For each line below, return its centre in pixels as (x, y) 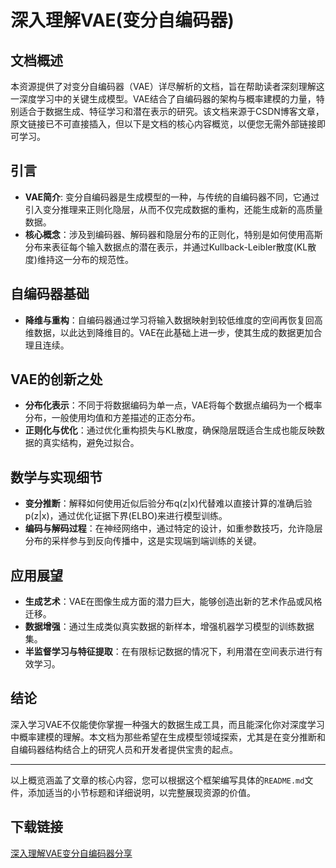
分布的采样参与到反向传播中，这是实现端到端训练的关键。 (143, 541)
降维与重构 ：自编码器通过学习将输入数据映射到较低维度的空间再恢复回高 (173, 320)
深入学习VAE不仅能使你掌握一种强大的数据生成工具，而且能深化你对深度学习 (167, 724)
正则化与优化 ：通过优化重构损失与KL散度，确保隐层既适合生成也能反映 (170, 430)
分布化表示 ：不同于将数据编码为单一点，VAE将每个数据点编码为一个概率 (173, 405)
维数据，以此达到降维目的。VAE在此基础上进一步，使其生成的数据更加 (169, 332)
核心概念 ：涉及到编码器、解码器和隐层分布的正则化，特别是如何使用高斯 (173, 234)
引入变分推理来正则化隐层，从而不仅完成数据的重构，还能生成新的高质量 (173, 209)
